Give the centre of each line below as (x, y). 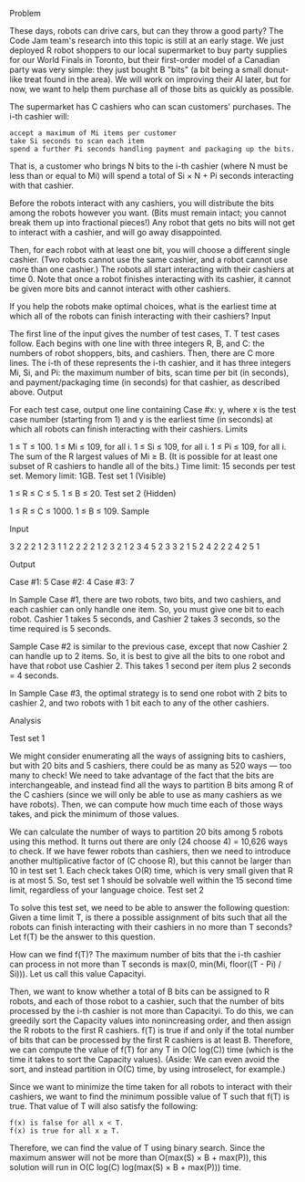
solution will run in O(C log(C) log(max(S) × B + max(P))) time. (126, 1167)
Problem (25, 13)
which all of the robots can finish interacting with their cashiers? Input (140, 316)
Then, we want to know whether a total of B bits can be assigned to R (140, 991)
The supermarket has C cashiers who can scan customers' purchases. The (150, 107)
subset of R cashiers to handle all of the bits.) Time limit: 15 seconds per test (152, 466)
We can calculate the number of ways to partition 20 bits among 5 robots (147, 832)
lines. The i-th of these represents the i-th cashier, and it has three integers (150, 363)
